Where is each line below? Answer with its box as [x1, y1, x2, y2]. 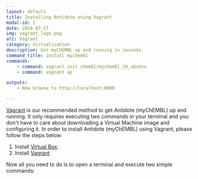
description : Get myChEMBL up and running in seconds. [6, 47, 144, 53]
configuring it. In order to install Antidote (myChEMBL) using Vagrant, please [6, 125, 193, 132]
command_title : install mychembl [6, 53, 89, 58]
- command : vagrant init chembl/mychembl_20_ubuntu [17, 63, 147, 70]
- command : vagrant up [17, 69, 73, 75]
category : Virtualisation [6, 42, 70, 48]
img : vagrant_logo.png [6, 31, 62, 37]
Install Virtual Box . [14, 143, 59, 150]
